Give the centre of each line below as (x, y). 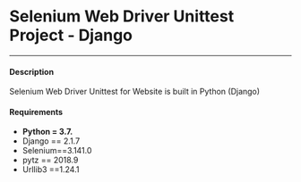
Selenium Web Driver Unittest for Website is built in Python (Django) (135, 92)
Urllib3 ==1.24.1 (51, 170)
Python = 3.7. (47, 132)
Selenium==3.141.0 (57, 151)
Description (32, 71)
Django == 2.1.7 (51, 141)
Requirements (36, 112)
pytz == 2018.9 (50, 160)
